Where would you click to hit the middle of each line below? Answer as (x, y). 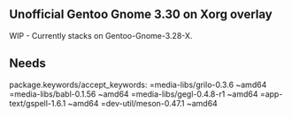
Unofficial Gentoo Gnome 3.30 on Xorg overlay (141, 15)
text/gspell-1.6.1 (38, 103)
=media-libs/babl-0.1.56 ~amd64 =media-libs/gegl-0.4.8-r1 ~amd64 (134, 94)
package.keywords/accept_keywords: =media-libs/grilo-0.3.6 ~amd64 (138, 84)
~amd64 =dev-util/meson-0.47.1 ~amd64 (143, 103)
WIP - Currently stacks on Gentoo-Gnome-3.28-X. (101, 35)
